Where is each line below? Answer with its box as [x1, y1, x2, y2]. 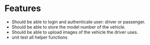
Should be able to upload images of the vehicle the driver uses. [11, 29, 138, 35]
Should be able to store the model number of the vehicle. [11, 24, 126, 30]
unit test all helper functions [11, 34, 67, 40]
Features [4, 3, 41, 14]
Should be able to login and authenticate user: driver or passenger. [11, 19, 146, 25]
